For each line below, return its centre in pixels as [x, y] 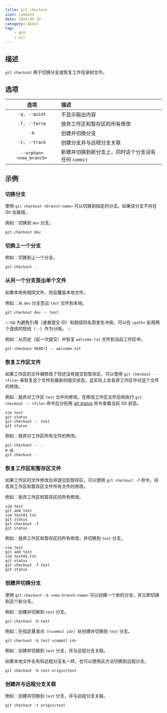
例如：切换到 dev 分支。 [29, 223]
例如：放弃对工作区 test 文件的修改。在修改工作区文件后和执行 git [74, 397]
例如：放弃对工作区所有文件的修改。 [42, 436]
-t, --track [32, 142]
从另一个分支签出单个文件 [36, 280]
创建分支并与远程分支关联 [91, 142]
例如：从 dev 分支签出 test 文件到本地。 [46, 303]
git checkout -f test [28, 565]
